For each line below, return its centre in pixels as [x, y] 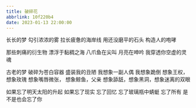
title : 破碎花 [22, 11]
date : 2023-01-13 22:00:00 [39, 22]
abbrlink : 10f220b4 [30, 17]
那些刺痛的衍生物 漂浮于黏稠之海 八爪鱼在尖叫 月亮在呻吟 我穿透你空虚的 [94, 52]
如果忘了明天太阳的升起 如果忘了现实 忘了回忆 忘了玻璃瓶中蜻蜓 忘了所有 [94, 92]
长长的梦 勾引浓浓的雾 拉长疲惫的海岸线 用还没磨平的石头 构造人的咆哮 [91, 40]
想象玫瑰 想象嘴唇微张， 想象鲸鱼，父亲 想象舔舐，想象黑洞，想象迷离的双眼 [98, 79]
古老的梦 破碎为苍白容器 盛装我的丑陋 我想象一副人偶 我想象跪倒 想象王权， [97, 72]
